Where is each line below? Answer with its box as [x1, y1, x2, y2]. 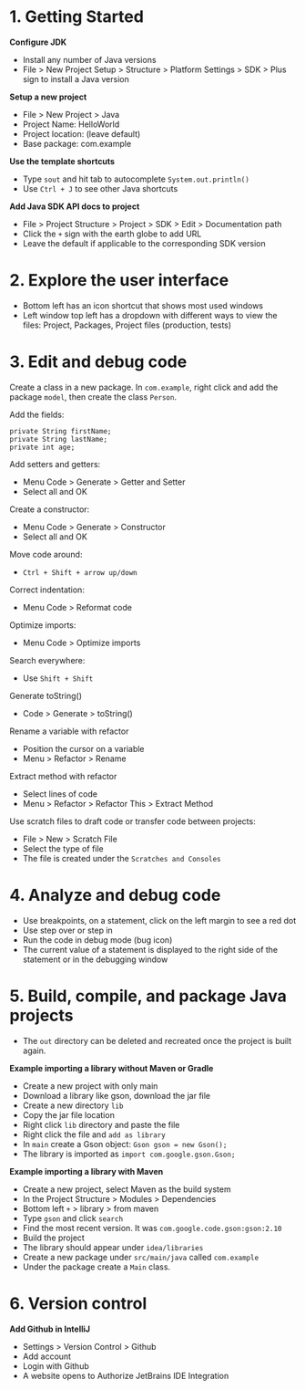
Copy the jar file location [22, 1109, 116, 1120]
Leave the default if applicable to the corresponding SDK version [22, 237, 266, 248]
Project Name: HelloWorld [22, 119, 120, 130]
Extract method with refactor [9, 770, 117, 781]
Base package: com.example [22, 138, 132, 149]
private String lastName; [9, 434, 107, 444]
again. [22, 1045, 46, 1056]
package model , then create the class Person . [9, 391, 178, 402]
